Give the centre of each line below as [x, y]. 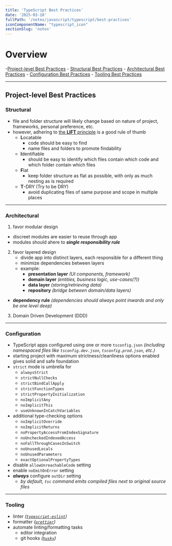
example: [30, 269]
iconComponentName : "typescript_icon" [47, 24]
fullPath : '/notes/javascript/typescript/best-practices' [68, 20]
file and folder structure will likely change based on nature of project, [85, 121]
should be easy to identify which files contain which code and [93, 159]
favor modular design [35, 227]
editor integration [39, 533]
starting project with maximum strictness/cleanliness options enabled [86, 356]
